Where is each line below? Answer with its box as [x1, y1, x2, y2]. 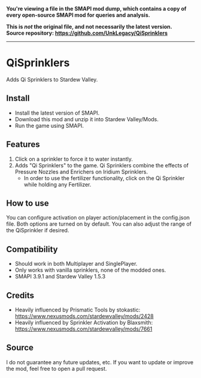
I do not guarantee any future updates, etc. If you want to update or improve [6, 358, 194, 365]
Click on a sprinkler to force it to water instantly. [14, 155, 133, 163]
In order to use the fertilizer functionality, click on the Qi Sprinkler [23, 174, 185, 182]
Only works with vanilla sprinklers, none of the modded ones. [14, 266, 166, 274]
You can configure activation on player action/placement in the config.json [6, 214, 190, 221]
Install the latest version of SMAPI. [14, 109, 100, 116]
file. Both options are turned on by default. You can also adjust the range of [6, 220, 192, 227]
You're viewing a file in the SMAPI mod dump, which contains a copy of [6, 5, 187, 12]
